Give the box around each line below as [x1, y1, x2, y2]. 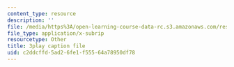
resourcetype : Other [7, 36, 68, 43]
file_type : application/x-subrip [7, 29, 104, 37]
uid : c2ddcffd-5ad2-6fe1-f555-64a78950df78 [7, 50, 136, 57]
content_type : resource [7, 10, 77, 17]
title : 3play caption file [7, 43, 86, 50]
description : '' [7, 17, 54, 24]
